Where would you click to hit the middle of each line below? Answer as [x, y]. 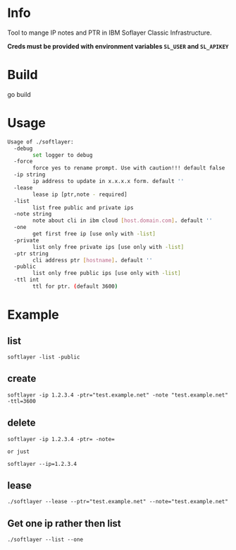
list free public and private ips [83, 207]
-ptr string [31, 253]
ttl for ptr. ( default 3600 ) [75, 287]
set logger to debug [63, 155]
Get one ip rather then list [64, 523]
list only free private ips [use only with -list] [108, 247]
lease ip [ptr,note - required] [80, 194]
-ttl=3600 [22, 401]
